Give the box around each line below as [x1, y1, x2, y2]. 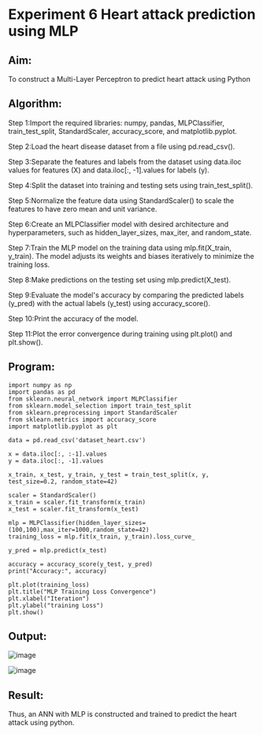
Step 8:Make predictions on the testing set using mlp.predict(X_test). [8, 275, 232, 284]
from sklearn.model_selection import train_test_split [8, 401, 192, 410]
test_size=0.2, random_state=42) [8, 478, 118, 486]
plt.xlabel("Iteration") [8, 594, 90, 603]
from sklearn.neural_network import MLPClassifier [8, 395, 178, 403]
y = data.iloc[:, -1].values [8, 456, 104, 465]
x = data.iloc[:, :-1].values [8, 450, 108, 458]
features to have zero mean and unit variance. [8, 204, 157, 213]
